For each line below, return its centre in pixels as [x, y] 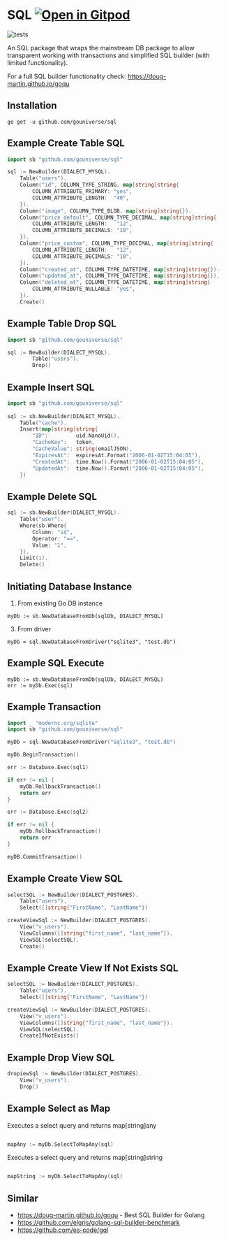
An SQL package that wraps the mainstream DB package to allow [101, 48]
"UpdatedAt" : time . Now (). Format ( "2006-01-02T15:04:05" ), [118, 468]
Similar [23, 1198]
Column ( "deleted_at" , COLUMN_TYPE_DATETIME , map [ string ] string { [115, 282]
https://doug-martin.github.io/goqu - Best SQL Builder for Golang [111, 1215]
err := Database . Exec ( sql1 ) [48, 768]
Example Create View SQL [65, 878]
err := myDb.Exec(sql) [40, 685]
